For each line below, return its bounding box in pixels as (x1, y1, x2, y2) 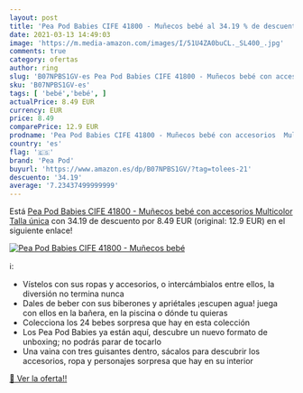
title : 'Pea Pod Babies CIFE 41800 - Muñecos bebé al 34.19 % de (9, 22, 260, 31)
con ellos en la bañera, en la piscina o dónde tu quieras (22, 308, 228, 319)
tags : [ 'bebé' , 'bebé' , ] (9, 89, 106, 98)
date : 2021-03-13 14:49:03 (9, 30, 111, 39)
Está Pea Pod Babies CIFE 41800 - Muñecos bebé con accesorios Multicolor (9, 206, 293, 217)
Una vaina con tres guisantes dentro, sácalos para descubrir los (22, 346, 260, 357)
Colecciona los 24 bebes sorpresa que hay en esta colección (22, 317, 251, 328)
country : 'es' (9, 139, 63, 148)
